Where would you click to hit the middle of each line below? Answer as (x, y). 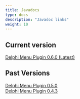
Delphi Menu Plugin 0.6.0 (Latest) (40, 57)
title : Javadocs (22, 10)
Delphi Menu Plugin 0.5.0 (31, 85)
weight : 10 (17, 24)
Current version (31, 45)
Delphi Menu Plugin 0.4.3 (32, 91)
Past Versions (28, 73)
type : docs (17, 15)
